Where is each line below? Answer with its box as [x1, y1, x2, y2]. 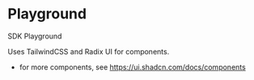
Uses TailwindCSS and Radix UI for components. [7, 46, 170, 56]
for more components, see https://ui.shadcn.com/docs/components [19, 62, 246, 72]
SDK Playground [7, 31, 62, 41]
